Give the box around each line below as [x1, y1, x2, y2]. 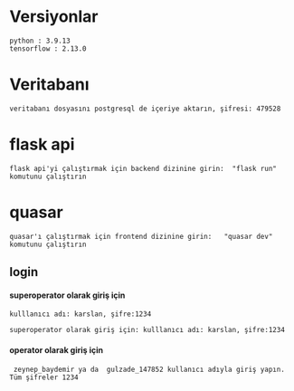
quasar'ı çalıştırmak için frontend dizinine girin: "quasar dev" [9, 232, 273, 241]
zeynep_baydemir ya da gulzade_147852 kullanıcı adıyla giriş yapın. [13, 365, 285, 374]
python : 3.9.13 [9, 36, 71, 45]
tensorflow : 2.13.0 [9, 43, 88, 53]
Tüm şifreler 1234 [9, 373, 79, 382]
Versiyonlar [9, 6, 99, 27]
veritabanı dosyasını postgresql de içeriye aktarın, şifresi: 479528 [9, 104, 281, 113]
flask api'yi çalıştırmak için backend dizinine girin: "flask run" [9, 164, 278, 173]
